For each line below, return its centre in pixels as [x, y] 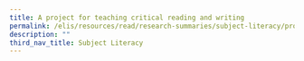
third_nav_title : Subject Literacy [76, 43]
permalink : [30, 26]
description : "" [40, 34]
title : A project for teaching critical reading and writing [127, 17]
